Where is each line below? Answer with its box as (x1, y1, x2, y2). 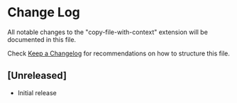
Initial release (17, 88, 57, 97)
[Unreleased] (7, 70, 67, 82)
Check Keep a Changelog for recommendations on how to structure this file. (7, 49, 231, 58)
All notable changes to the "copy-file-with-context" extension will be (7, 28, 208, 36)
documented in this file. (7, 35, 77, 43)
